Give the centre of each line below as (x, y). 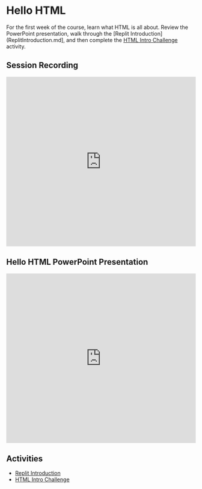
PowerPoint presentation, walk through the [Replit (68, 33)
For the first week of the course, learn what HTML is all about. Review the (97, 27)
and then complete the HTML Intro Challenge (122, 40)
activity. (16, 46)
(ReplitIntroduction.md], (35, 40)
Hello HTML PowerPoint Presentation (77, 262)
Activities (25, 459)
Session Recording (42, 65)
